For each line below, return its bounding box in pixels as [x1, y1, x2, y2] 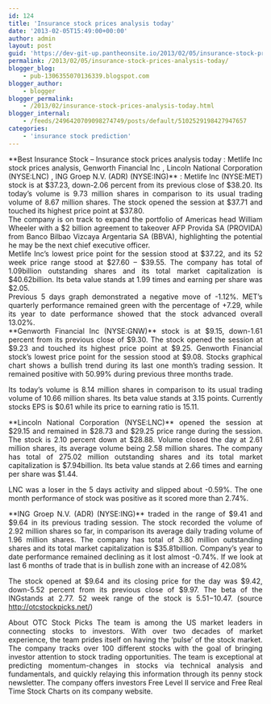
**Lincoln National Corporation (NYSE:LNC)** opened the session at [8, 417, 263, 427]
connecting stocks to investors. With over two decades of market [8, 626, 263, 635]
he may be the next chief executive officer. [8, 240, 151, 250]
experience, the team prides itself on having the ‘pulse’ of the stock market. [8, 634, 263, 644]
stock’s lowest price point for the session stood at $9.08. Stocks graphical [8, 352, 263, 361]
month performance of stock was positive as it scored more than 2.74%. [8, 493, 249, 503]
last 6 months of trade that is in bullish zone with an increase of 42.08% [8, 560, 248, 570]
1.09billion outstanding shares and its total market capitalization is [8, 266, 263, 276]
